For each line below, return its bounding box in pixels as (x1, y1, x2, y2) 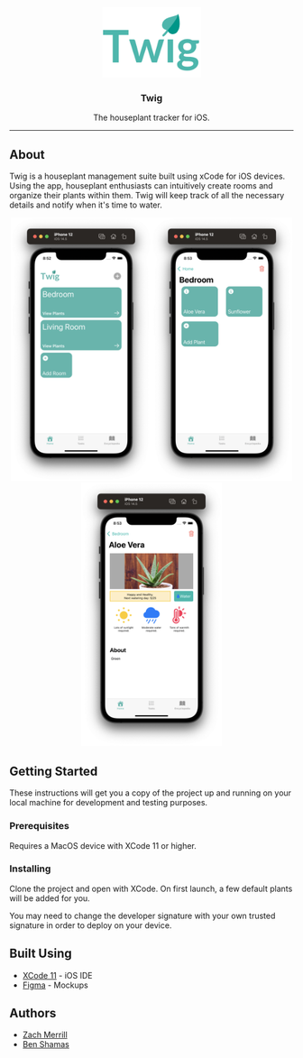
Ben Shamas (22, 1039, 69, 1050)
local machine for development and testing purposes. (9, 797, 208, 808)
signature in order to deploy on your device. (9, 919, 172, 931)
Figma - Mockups (22, 980, 88, 990)
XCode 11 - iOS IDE (22, 970, 93, 980)
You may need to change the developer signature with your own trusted (9, 910, 276, 921)
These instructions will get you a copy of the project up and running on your (9, 787, 291, 798)
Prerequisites (9, 820, 69, 833)
